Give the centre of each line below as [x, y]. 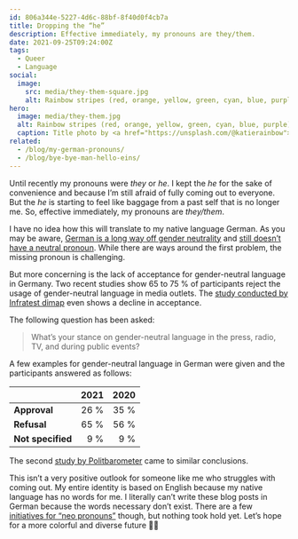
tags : [19, 51]
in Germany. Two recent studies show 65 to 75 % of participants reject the [145, 283]
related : [25, 141]
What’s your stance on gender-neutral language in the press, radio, [153, 337]
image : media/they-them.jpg [69, 116]
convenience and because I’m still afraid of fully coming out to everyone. [142, 193]
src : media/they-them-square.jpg [87, 91]
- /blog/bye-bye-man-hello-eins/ [79, 158]
